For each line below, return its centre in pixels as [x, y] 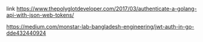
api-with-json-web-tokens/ [40, 15]
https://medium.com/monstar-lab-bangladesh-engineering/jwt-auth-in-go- [100, 27]
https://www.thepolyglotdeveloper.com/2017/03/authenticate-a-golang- [107, 9]
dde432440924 [26, 33]
